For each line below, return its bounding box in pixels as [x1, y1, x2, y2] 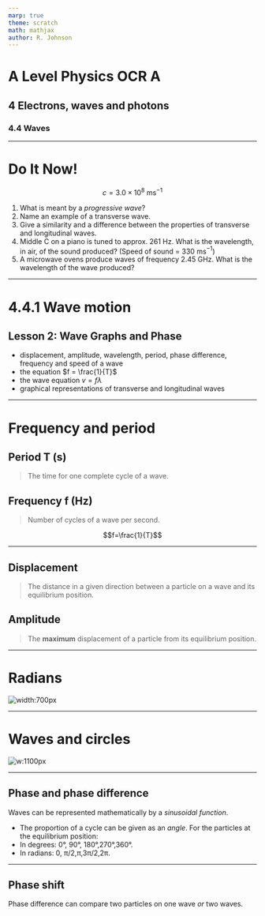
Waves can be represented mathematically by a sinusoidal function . [8, 807, 229, 817]
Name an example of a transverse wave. [19, 211, 151, 221]
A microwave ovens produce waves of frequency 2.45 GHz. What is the [19, 254, 252, 265]
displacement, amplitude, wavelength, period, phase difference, [19, 351, 227, 360]
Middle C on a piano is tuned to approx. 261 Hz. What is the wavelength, [19, 236, 254, 246]
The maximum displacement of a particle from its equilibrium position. [27, 633, 257, 644]
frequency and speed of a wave [19, 359, 124, 368]
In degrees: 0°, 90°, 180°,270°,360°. [19, 839, 133, 849]
